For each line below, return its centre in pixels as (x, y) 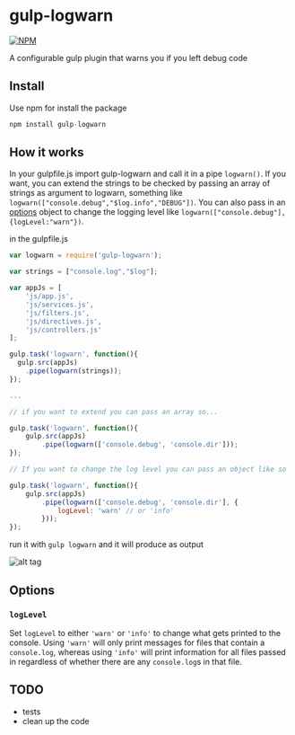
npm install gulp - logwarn (57, 124)
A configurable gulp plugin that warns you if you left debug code (129, 58)
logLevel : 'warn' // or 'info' (116, 510)
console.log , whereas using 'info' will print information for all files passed (148, 651)
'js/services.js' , (60, 305)
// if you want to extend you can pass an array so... (114, 412)
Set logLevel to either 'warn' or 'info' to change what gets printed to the (145, 633)
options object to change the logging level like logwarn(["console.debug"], (147, 212)
